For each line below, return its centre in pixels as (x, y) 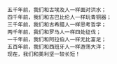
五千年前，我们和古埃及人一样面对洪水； (57, 10)
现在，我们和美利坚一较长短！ (44, 54)
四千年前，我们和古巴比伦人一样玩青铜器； (60, 17)
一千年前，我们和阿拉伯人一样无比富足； (57, 40)
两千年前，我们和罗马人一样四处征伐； (54, 32)
